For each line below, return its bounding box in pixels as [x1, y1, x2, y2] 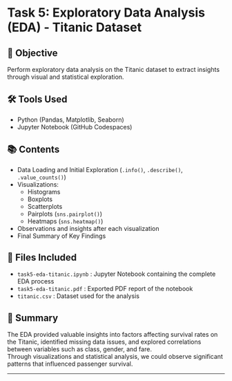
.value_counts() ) [17, 173, 67, 181]
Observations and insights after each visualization [17, 224, 160, 232]
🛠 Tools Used [7, 93, 68, 105]
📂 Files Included [7, 252, 77, 263]
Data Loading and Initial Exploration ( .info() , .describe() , [17, 165, 183, 174]
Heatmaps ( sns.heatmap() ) [27, 216, 104, 225]
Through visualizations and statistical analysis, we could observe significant [7, 353, 223, 361]
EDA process [17, 277, 55, 286]
